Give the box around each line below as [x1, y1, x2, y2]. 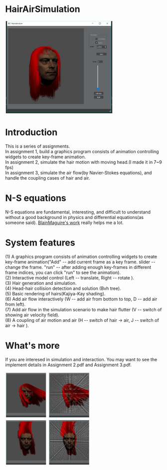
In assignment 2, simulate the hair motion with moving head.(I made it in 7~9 [5, 159, 162, 165]
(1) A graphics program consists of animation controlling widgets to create [5, 253, 158, 259]
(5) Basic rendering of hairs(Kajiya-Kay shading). [5, 290, 106, 296]
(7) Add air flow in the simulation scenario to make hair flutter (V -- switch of [5, 306, 162, 312]
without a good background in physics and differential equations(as [5, 214, 144, 220]
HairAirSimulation [5, 3, 81, 15]
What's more [5, 340, 60, 351]
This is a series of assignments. [5, 143, 70, 149]
